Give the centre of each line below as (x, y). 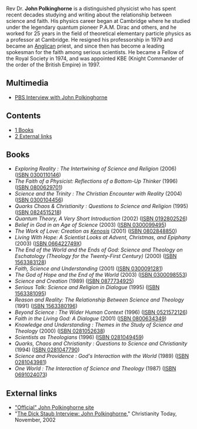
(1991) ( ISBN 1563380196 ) (46, 306)
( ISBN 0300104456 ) (39, 200)
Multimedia (27, 83)
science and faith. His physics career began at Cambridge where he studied (98, 21)
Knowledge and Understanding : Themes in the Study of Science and (99, 325)
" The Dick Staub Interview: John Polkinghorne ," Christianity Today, (96, 414)
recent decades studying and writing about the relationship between (89, 15)
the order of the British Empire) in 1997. (53, 65)
